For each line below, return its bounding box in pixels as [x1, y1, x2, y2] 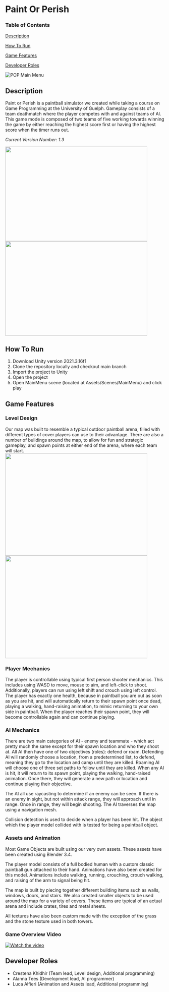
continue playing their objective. [5, 781, 72, 787]
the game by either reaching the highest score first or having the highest [5, 122, 156, 128]
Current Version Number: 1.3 [5, 137, 65, 143]
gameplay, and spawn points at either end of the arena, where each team [5, 442, 157, 448]
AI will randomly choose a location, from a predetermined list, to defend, [5, 754, 155, 760]
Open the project [12, 374, 48, 380]
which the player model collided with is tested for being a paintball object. [5, 822, 159, 828]
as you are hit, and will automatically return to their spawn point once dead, [5, 698, 162, 704]
